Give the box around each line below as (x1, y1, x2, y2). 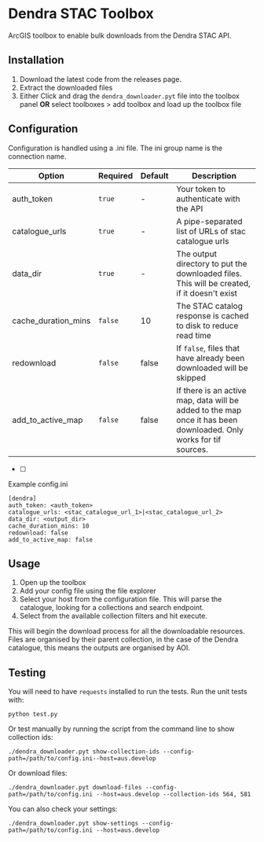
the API (176, 203, 203, 214)
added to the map (176, 404, 242, 415)
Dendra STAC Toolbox (8, 5, 155, 23)
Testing (8, 666, 46, 679)
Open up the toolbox (19, 578, 86, 587)
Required (97, 170, 134, 181)
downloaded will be (176, 362, 248, 373)
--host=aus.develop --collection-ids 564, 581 (95, 791, 251, 799)
